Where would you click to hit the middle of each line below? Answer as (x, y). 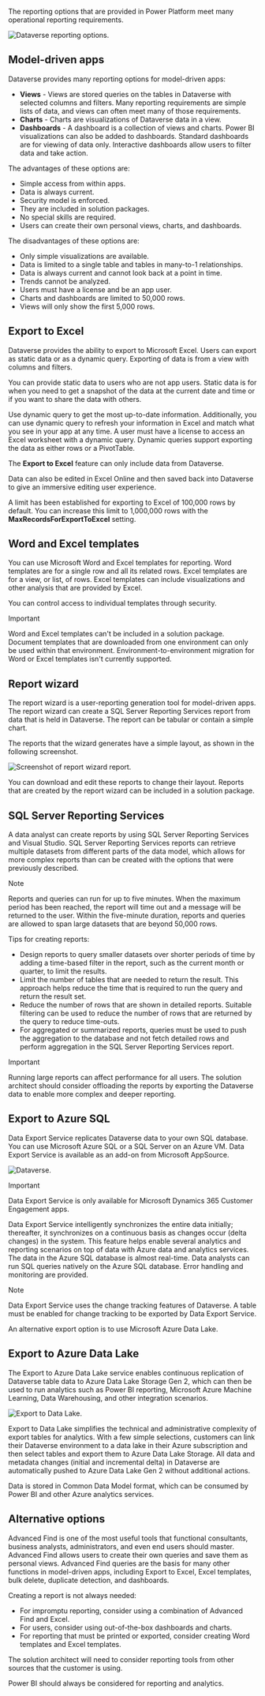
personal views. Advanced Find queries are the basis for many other (119, 1563)
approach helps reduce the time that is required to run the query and (131, 988)
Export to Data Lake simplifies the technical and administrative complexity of (132, 1428)
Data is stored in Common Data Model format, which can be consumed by (128, 1486)
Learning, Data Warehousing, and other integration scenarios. (108, 1398)
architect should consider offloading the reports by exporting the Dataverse (131, 1086)
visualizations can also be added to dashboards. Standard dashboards (134, 136)
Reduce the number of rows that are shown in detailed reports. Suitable (136, 1005)
